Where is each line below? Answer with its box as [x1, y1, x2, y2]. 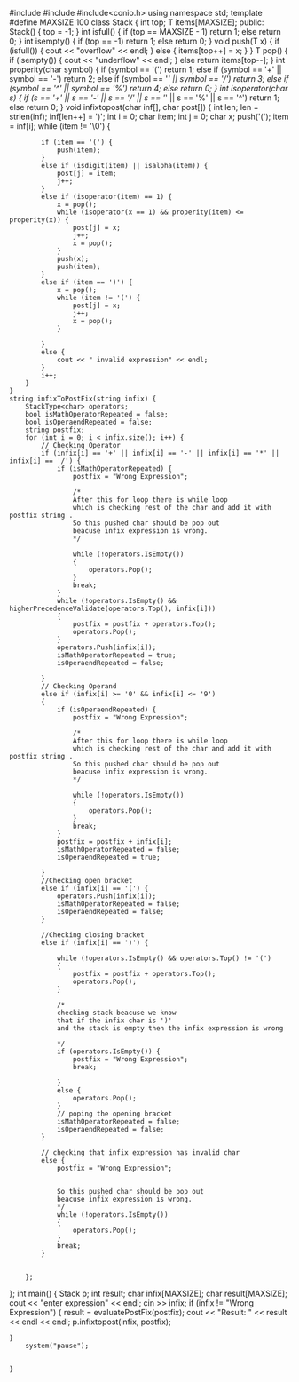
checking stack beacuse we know [56, 1008, 177, 1017]
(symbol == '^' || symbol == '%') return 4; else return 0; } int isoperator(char [9, 83, 288, 93]
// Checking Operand [41, 682, 117, 691]
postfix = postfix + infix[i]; [56, 838, 173, 846]
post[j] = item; [56, 169, 117, 178]
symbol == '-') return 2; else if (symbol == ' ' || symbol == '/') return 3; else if [9, 74, 289, 83]
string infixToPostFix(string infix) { [9, 394, 157, 403]
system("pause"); [25, 1341, 90, 1350]
